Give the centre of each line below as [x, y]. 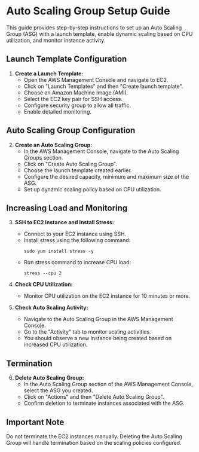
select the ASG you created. [58, 390]
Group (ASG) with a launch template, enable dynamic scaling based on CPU [99, 33]
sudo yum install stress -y [59, 251]
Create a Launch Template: [49, 74]
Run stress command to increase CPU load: [77, 262]
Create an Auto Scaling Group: [53, 145]
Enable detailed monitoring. [57, 111]
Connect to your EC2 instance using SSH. [75, 234]
